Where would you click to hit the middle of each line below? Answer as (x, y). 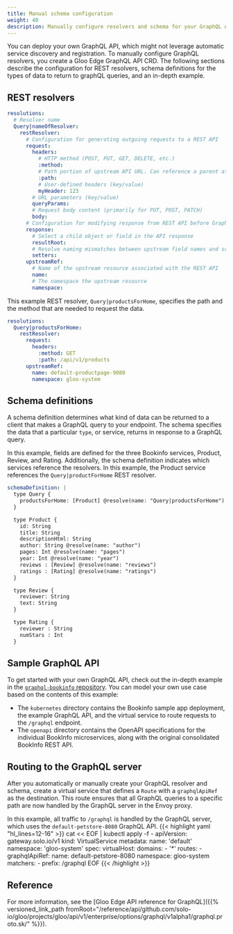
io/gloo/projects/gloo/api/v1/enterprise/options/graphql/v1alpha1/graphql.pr (115, 916)
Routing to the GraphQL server (75, 766)
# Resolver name (37, 120)
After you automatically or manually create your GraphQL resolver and (107, 783)
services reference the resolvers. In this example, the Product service (106, 468)
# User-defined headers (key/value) (91, 185)
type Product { (35, 520)
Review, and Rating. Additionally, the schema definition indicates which (109, 460)
